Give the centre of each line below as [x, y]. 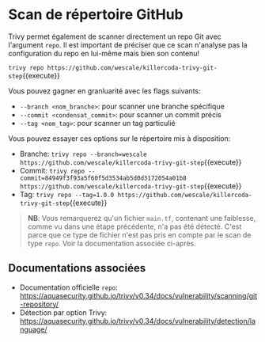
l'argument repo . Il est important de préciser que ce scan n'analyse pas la [128, 44]
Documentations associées [77, 268]
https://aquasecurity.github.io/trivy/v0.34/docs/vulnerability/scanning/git [138, 295]
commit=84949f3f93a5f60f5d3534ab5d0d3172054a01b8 [103, 178]
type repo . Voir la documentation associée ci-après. [112, 243]
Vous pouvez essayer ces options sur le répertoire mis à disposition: [119, 138]
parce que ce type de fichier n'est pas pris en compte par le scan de [139, 234]
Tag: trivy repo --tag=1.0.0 [67, 194]
